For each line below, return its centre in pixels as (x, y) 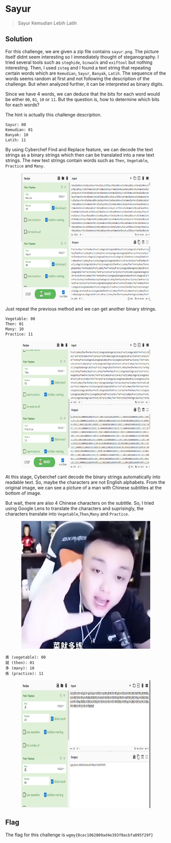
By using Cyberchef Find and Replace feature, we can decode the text (79, 149)
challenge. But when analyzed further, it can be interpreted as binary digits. (84, 84)
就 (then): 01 (20, 663)
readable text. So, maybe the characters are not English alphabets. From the (85, 482)
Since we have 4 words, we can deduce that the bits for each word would (83, 94)
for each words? (22, 105)
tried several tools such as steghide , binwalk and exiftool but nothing (79, 62)
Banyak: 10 (17, 135)
